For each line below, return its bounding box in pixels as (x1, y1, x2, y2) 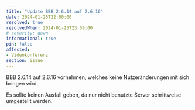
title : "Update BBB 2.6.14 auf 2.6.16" (6, 8, 104, 15)
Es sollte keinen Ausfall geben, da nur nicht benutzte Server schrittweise (6, 91, 182, 98)
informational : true (6, 36, 57, 42)
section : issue (6, 57, 43, 63)
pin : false (6, 42, 33, 47)
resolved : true (6, 19, 43, 25)
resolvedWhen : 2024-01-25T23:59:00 (6, 25, 93, 31)
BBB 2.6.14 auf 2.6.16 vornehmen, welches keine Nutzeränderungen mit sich (6, 74, 190, 81)
